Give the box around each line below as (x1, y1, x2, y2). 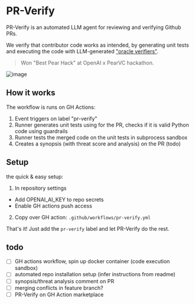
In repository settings (14, 185, 67, 192)
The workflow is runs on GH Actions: (6, 104, 96, 111)
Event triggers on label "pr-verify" (14, 115, 97, 122)
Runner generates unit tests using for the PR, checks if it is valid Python (14, 121, 189, 128)
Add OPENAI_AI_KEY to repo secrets (14, 196, 104, 203)
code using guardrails (14, 127, 68, 134)
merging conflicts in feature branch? (14, 284, 103, 291)
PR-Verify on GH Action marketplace (14, 291, 104, 298)
